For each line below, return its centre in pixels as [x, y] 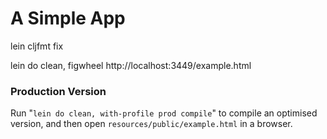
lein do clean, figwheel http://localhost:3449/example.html [131, 65]
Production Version [58, 91]
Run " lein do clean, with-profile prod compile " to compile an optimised [164, 113]
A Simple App [68, 18]
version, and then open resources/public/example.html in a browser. [151, 124]
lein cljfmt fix [37, 46]
